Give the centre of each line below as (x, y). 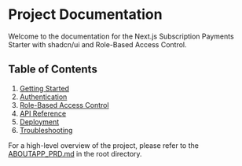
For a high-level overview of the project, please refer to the (103, 145)
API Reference (43, 113)
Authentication (43, 97)
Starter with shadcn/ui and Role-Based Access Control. (97, 44)
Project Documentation (85, 15)
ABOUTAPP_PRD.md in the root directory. (75, 153)
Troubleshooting (46, 130)
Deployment (39, 122)
